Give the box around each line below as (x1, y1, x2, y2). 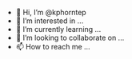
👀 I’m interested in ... (15, 16, 84, 26)
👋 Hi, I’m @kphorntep (15, 8, 86, 17)
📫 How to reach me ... (15, 42, 90, 51)
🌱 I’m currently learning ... (15, 25, 102, 33)
